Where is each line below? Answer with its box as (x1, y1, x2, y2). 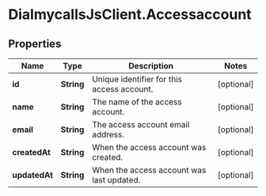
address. (92, 129, 125, 140)
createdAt (12, 147, 51, 157)
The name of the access (92, 96, 182, 107)
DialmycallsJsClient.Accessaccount (8, 6, 252, 24)
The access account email (92, 119, 190, 130)
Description (128, 61, 174, 71)
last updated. (92, 175, 141, 185)
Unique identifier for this (92, 73, 182, 85)
